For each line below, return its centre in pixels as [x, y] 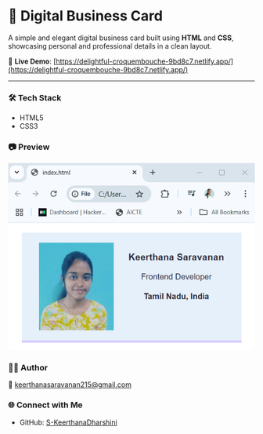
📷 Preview [29, 147]
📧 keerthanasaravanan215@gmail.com [70, 385]
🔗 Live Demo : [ [32, 61]
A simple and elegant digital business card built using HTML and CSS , [121, 38]
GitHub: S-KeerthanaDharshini [68, 422]
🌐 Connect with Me [46, 405]
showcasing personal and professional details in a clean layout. [110, 46]
